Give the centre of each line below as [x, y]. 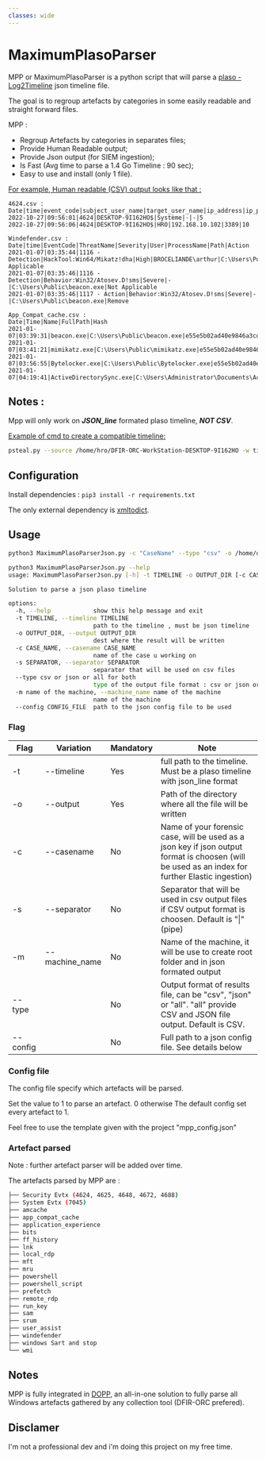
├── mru [21, 1269]
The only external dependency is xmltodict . [79, 510]
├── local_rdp [32, 1254]
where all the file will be [204, 804]
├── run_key [28, 1306]
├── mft [21, 1262]
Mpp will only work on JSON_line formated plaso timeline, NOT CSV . [121, 421]
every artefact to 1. [39, 1112]
